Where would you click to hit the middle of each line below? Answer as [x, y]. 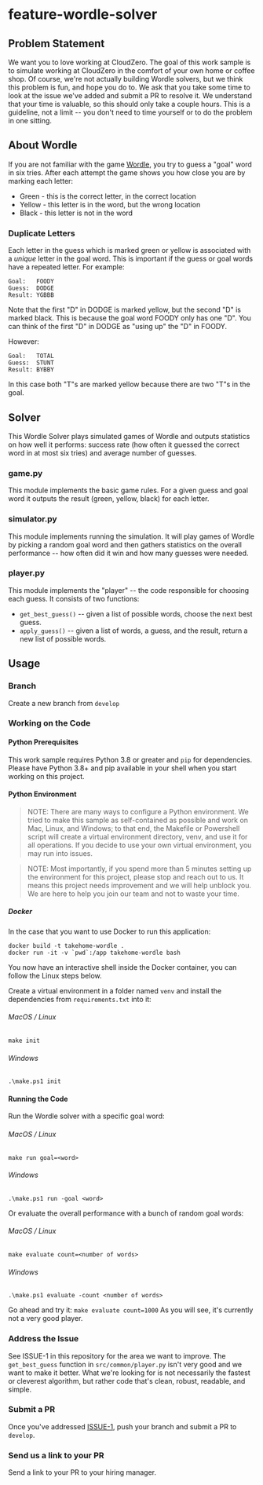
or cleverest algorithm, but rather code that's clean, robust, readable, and [127, 1381]
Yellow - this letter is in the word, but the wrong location [110, 204]
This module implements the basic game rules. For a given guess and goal [128, 490]
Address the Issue [44, 1339]
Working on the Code [49, 723]
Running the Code [38, 1099]
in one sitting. [30, 121]
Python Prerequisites [43, 742]
